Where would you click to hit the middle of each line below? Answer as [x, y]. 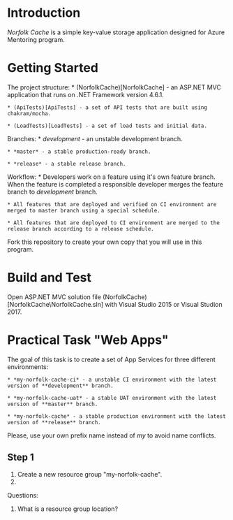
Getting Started [53, 68]
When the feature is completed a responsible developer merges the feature [115, 184]
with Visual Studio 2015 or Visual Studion [163, 304]
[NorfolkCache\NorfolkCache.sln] [55, 304]
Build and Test [50, 278]
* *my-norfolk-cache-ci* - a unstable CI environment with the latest [112, 380]
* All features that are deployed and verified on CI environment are [112, 204]
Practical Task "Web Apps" [88, 340]
